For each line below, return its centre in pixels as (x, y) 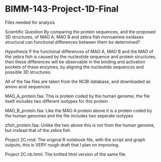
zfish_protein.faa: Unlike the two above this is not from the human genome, (80, 125)
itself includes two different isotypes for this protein (56, 101)
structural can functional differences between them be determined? (72, 42)
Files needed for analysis (30, 22)
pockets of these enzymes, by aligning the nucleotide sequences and (74, 67)
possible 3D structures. (28, 72)
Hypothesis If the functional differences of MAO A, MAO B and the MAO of (79, 51)
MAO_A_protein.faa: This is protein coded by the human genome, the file (78, 96)
